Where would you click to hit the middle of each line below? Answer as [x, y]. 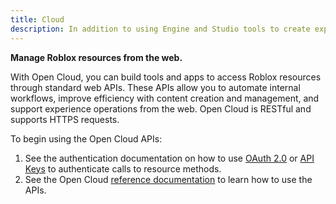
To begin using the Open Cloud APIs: [86, 138]
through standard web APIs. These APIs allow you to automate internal [155, 87]
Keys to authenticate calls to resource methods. [123, 168]
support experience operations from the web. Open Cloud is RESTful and [161, 108]
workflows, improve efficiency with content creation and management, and [165, 98]
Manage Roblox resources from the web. [96, 57]
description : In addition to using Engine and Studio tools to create [160, 29]
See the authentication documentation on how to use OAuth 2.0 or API [169, 158]
